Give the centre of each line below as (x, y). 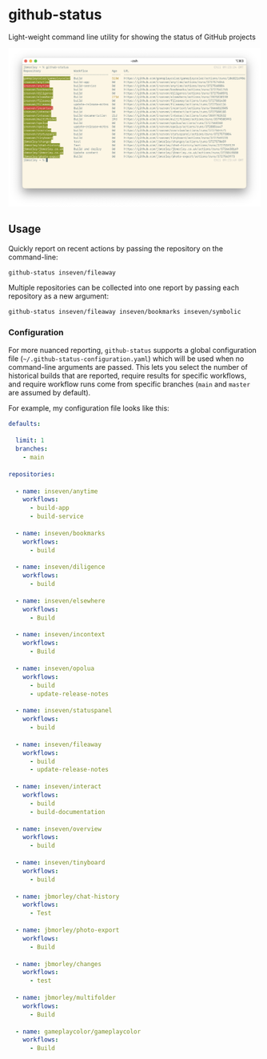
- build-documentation (67, 812)
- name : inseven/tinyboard (60, 863)
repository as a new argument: (59, 296)
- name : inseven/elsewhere (60, 601)
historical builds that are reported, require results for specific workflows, (128, 375)
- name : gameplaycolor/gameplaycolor (78, 1031)
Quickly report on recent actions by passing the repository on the (116, 248)
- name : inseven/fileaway (59, 744)
